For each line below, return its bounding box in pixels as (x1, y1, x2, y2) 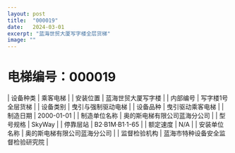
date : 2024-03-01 (7, 23, 65, 30)
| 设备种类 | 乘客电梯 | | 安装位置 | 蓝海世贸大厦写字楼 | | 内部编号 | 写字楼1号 (7, 94, 229, 102)
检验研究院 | (13, 138, 49, 147)
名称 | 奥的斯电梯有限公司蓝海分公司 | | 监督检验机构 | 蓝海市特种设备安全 (7, 129, 220, 137)
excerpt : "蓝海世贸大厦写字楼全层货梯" (7, 30, 111, 37)
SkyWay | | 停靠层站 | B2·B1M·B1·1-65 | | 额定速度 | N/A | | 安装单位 (31, 121, 224, 129)
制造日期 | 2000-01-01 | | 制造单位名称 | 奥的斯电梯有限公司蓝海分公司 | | (7, 111, 218, 120)
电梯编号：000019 (7, 69, 116, 85)
